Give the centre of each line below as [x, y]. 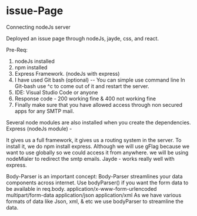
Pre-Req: [17, 50]
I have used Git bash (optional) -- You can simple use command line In [100, 80]
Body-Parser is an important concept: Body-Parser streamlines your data [95, 176]
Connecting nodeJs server [38, 27]
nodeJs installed [34, 61]
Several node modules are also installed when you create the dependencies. [98, 122]
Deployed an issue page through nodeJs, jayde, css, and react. [83, 38]
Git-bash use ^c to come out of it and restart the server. [82, 86]
